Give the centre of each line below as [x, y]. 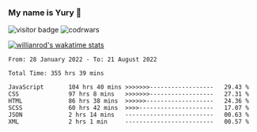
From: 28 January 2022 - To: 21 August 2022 [83, 60]
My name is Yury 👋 [45, 13]
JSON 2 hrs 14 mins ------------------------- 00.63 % [128, 115]
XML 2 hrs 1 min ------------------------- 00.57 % [128, 122]
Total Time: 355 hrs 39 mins [56, 74]
